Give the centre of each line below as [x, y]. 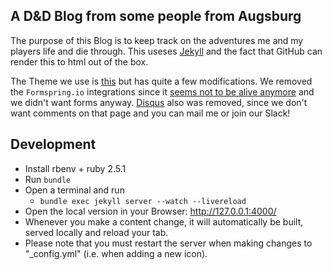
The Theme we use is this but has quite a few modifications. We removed [161, 81]
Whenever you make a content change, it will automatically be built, [164, 221]
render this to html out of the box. [79, 61]
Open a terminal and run [74, 190]
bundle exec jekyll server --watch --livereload [143, 201]
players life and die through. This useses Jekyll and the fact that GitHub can [166, 51]
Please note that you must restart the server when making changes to [168, 243]
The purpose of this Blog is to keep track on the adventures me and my [157, 40]
